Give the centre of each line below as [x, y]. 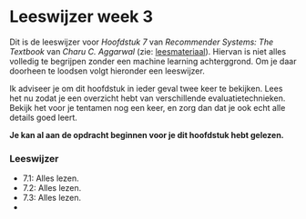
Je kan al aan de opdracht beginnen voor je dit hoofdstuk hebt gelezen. [147, 134]
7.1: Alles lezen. [51, 178]
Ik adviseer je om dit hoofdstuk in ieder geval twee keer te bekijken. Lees [146, 88]
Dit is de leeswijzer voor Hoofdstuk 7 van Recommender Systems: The [142, 42]
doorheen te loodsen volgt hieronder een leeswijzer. [107, 71]
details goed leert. [43, 117]
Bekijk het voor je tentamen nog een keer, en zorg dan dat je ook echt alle [148, 107]
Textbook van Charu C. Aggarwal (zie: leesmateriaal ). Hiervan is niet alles [148, 51]
